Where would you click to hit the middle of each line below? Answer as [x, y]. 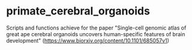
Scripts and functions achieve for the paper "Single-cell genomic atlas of [96, 28]
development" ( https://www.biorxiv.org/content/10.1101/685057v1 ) [88, 40]
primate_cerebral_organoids [78, 11]
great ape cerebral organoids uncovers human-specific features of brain [96, 34]
